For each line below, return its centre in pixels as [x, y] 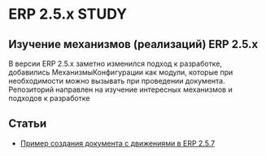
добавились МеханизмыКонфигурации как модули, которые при [121, 72]
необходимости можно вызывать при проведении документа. [117, 81]
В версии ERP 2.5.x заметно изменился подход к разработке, [115, 63]
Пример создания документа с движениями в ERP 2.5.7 [118, 143]
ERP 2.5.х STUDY [68, 14]
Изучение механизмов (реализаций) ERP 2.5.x [133, 44]
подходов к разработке [50, 98]
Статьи [28, 124]
